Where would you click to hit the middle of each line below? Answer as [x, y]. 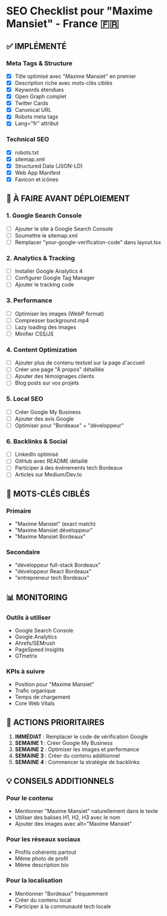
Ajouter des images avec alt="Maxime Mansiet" [73, 823]
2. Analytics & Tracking [41, 258]
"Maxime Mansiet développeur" [54, 530]
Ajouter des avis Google [44, 419]
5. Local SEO [25, 399]
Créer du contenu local [43, 900]
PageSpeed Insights [39, 650]
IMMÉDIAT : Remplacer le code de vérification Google [81, 737]
